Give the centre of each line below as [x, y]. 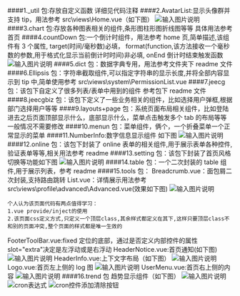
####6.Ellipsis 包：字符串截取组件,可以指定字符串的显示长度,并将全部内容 [115, 73]
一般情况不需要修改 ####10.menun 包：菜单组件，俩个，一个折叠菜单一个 [116, 126]
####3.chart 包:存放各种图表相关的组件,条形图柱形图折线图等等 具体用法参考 [120, 28]
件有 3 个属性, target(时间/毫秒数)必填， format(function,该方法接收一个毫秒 [119, 46]
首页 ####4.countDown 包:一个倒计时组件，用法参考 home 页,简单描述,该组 [119, 37]
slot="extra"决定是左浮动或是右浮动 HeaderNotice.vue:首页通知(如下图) [112, 249]
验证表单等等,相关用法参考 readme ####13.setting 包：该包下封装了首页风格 [119, 153]
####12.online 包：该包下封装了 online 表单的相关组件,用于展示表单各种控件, [120, 144]
